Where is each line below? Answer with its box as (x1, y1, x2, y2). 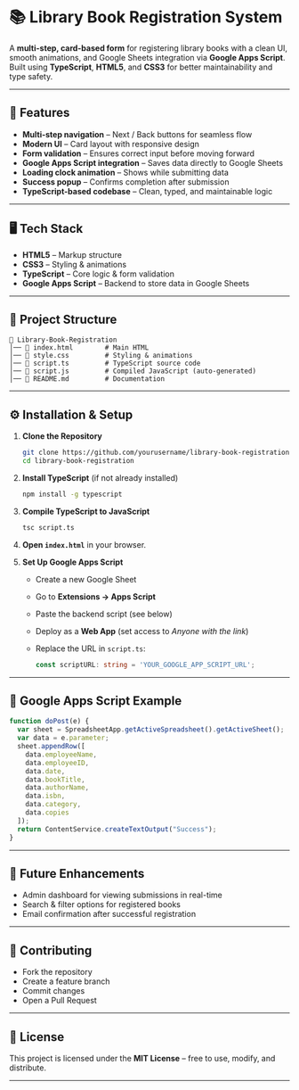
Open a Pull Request (21, 995, 98, 1006)
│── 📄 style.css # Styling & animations (9, 351, 193, 360)
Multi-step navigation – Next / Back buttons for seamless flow (21, 128, 253, 139)
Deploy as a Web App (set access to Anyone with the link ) (35, 625, 249, 636)
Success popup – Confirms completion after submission (21, 176, 230, 187)
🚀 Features (9, 105, 70, 120)
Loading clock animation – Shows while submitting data (21, 167, 229, 178)
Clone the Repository (21, 431, 102, 442)
